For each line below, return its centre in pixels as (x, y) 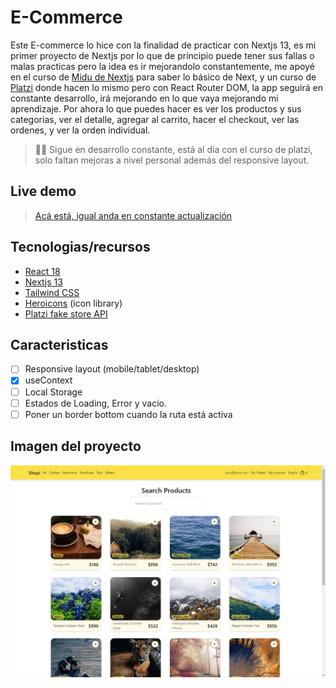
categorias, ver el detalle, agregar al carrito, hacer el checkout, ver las (155, 119)
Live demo (43, 191)
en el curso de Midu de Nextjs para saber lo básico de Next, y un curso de (163, 77)
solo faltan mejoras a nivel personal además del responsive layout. (172, 160)
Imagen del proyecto (76, 446)
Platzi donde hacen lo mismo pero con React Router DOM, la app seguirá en (166, 87)
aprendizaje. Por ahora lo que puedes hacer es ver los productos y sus (156, 108)
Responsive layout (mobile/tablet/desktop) (112, 369)
